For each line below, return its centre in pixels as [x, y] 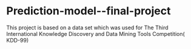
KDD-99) [18, 40]
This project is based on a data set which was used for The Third [87, 27]
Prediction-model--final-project [89, 11]
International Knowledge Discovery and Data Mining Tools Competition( [95, 33]
